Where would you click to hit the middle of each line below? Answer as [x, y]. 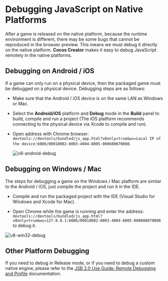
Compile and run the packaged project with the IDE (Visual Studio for [84, 196]
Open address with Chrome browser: [51, 134]
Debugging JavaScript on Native [74, 9]
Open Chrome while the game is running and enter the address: [78, 211]
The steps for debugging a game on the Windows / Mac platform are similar [83, 181]
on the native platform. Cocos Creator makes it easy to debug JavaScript [81, 50]
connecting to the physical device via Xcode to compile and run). [79, 124]
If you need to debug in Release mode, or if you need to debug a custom [80, 263]
